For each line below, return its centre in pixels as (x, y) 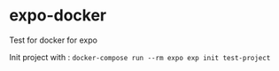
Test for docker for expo (53, 40)
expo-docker (58, 16)
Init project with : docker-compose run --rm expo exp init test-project (140, 57)
